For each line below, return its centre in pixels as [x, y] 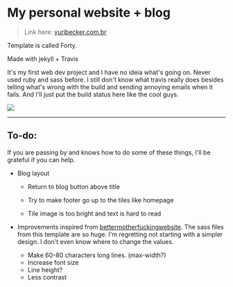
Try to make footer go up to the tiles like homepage [101, 200]
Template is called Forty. [42, 45]
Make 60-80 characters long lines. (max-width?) [97, 255]
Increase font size [53, 262]
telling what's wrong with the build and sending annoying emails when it [110, 87]
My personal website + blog [89, 13]
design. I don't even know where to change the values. [95, 241]
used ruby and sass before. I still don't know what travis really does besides [115, 79]
